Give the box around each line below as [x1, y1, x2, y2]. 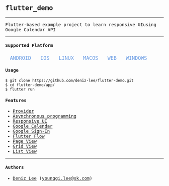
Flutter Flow [12, 133, 45, 139]
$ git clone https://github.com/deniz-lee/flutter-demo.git [5, 78, 134, 83]
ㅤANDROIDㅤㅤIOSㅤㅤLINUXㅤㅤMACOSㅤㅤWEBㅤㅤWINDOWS [5, 55, 147, 62]
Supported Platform [5, 43, 53, 48]
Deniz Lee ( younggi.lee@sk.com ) [12, 175, 93, 181]
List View [12, 148, 37, 154]
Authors [5, 164, 24, 170]
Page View [12, 138, 37, 144]
